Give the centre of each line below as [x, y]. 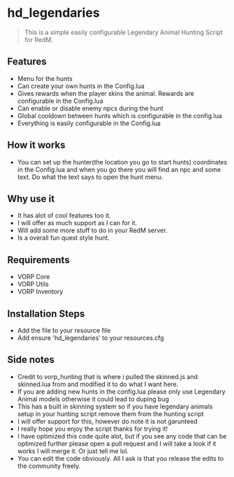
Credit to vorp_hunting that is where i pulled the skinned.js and [107, 376]
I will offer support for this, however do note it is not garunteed [107, 421]
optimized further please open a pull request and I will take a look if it [117, 443]
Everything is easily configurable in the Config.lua [89, 123]
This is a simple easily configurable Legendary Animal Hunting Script [124, 32]
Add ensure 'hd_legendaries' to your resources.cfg [90, 338]
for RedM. [39, 39]
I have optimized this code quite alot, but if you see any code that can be [122, 436]
